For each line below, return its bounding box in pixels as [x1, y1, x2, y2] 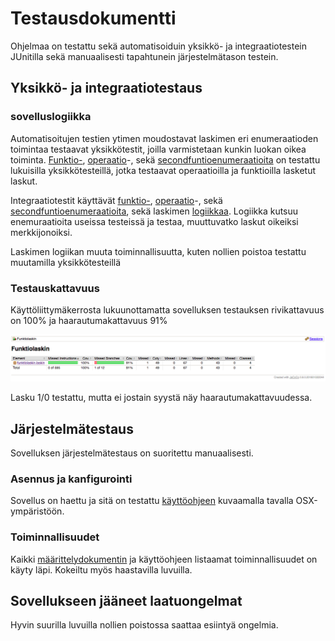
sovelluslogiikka [10, 110, 92, 124]
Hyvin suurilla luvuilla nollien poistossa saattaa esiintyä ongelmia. [10, 619, 279, 631]
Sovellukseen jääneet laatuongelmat [10, 593, 243, 610]
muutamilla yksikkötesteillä [10, 256, 122, 268]
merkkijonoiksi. [10, 226, 73, 238]
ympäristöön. [10, 505, 65, 517]
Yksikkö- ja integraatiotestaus [10, 80, 203, 97]
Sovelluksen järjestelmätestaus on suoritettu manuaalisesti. [10, 447, 254, 459]
